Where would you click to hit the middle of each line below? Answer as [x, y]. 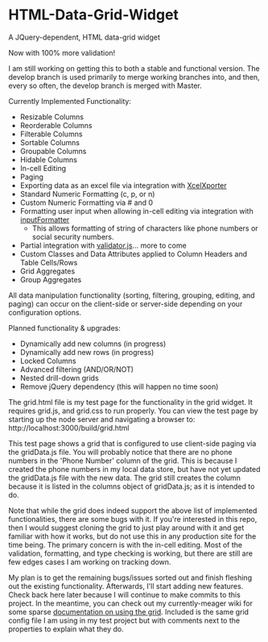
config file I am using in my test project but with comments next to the [124, 620]
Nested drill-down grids [59, 377]
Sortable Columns [50, 142]
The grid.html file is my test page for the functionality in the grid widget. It [130, 402]
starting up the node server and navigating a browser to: [102, 419]
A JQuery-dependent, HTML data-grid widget [85, 37]
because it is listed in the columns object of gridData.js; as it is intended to [132, 486]
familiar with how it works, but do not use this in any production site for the [132, 536]
